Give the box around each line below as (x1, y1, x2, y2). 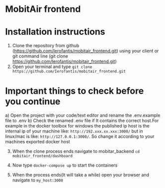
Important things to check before (5, 85, 144, 97)
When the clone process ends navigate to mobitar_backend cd (12, 148, 140, 154)
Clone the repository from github (12, 43, 79, 49)
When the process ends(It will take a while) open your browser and (12, 172, 150, 178)
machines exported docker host (5, 139, 70, 145)
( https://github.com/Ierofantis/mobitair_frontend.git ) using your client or (12, 48, 159, 54)
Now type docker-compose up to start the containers (12, 162, 118, 168)
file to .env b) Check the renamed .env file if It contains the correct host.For (5, 118, 159, 124)
